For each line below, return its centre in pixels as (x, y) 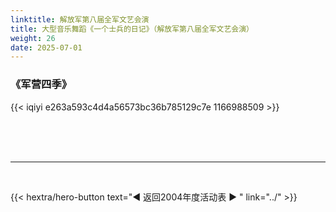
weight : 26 (33, 38)
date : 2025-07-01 (46, 47)
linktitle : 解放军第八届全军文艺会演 (80, 19)
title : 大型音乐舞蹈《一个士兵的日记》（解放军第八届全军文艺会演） (132, 29)
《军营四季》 (41, 84)
